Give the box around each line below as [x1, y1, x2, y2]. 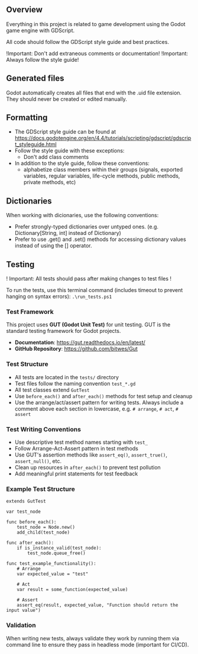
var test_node [6, 509, 41, 515]
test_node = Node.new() [17, 525, 76, 531]
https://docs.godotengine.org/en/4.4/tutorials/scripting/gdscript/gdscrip [14, 135, 191, 142]
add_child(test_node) [17, 529, 70, 536]
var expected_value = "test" [17, 571, 89, 577]
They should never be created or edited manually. [6, 95, 127, 103]
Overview [6, 5, 43, 15]
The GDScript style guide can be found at [14, 128, 116, 135]
